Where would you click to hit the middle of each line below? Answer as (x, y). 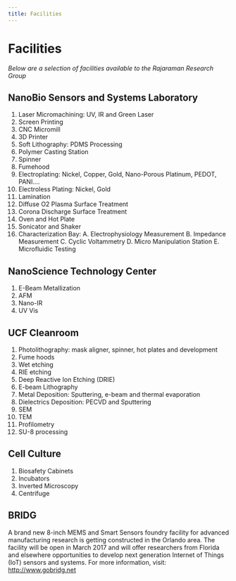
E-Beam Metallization (49, 288)
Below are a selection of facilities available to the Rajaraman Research (111, 68)
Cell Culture (35, 454)
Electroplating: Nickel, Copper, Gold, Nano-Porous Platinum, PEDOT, (117, 174)
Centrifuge (34, 493)
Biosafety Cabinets (45, 471)
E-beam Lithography (48, 387)
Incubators (34, 478)
